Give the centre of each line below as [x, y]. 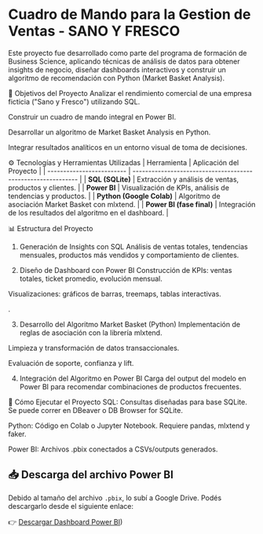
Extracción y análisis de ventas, [188, 179]
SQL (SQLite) [109, 179]
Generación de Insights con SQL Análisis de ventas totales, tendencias [134, 246]
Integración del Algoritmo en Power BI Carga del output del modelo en [133, 378]
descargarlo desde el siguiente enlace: [71, 506]
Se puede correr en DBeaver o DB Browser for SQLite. [95, 410]
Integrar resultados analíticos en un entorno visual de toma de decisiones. [128, 147]
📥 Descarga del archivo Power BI [91, 475]
